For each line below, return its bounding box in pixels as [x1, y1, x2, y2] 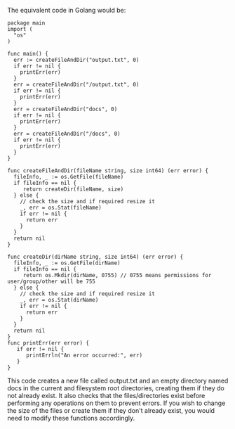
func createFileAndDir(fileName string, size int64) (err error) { [7, 167, 209, 174]
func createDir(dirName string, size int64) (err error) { [7, 253, 184, 260]
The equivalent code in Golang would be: [7, 6, 126, 14]
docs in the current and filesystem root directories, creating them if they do [7, 384, 224, 392]
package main [7, 20, 46, 27]
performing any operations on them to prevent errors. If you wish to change [7, 399, 226, 407]
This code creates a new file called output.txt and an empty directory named [7, 376, 229, 385]
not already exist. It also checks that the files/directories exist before [7, 392, 206, 399]
